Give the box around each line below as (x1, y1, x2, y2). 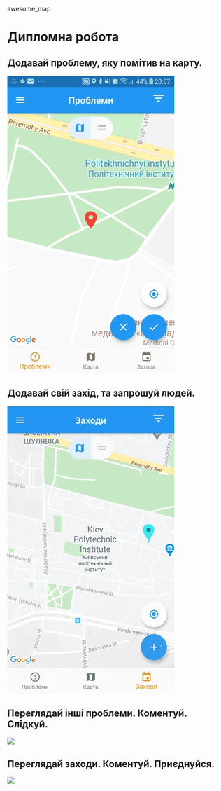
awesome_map (7, 5, 51, 13)
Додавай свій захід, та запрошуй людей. (7, 387, 196, 399)
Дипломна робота (7, 29, 120, 45)
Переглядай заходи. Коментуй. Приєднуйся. (7, 758, 215, 770)
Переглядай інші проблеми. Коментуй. (7, 708, 187, 720)
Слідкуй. (7, 718, 48, 730)
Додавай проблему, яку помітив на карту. (7, 57, 203, 69)
